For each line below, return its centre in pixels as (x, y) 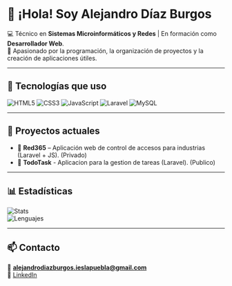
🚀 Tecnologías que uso (57, 86)
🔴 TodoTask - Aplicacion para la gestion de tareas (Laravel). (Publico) (116, 162)
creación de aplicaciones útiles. (52, 58)
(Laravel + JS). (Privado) (52, 155)
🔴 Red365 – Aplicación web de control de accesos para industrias (111, 147)
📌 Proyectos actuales (54, 131)
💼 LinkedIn (22, 275)
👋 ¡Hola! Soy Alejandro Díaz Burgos (109, 14)
